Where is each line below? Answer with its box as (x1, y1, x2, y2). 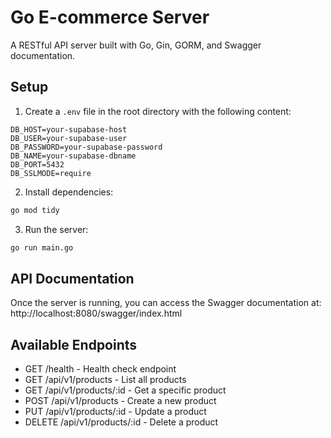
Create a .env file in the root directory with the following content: (24, 105, 292, 117)
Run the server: (24, 223, 89, 235)
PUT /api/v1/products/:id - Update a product (24, 406, 207, 418)
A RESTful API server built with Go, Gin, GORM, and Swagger (10, 39, 262, 51)
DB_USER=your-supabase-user (10, 133, 128, 143)
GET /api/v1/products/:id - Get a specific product (24, 384, 227, 396)
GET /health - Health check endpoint (24, 363, 177, 375)
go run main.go (10, 242, 74, 253)
